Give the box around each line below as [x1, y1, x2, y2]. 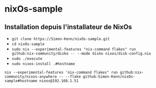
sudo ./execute [11, 56, 43, 61]
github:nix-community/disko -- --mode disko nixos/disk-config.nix [11, 51, 151, 56]
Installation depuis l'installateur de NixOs [4, 23, 132, 31]
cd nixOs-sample [11, 42, 45, 47]
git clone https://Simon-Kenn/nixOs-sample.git [11, 36, 110, 41]
